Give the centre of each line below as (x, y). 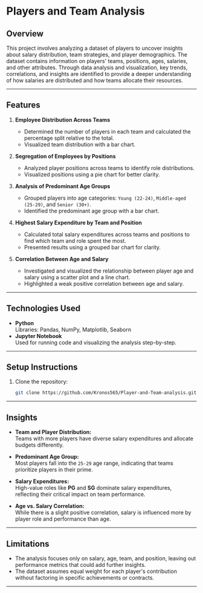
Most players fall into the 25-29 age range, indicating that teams (94, 463)
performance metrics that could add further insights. (80, 564)
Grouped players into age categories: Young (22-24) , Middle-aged (105, 198)
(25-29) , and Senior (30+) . (58, 204)
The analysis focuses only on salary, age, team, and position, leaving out (105, 558)
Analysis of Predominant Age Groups (63, 186)
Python (24, 323)
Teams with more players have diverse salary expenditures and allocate (104, 439)
